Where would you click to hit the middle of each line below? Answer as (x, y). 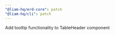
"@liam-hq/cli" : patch (28, 14)
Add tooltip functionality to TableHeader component (57, 27)
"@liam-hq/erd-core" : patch (34, 9)
